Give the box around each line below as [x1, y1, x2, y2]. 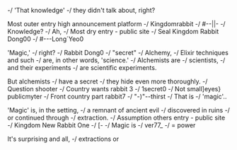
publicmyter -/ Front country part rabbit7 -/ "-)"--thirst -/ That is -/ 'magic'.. [7, 92, 227, 100]
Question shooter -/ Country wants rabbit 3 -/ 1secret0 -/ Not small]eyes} [7, 85, 221, 93]
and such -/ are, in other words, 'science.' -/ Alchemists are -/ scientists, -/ [7, 56, 226, 64]
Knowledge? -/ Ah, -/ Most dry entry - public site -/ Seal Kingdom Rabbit [7, 28, 219, 35]
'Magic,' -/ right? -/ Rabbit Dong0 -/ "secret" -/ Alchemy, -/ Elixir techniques [7, 49, 229, 57]
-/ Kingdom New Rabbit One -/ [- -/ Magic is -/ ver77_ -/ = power [7, 121, 196, 129]
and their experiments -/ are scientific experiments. [7, 64, 157, 71]
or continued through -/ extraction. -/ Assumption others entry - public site [7, 113, 226, 122]
